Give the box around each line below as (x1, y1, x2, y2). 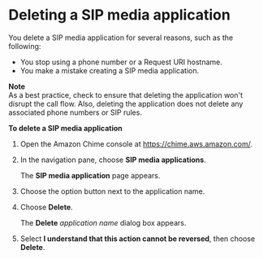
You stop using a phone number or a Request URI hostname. (19, 57, 223, 67)
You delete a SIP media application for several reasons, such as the (8, 33, 234, 42)
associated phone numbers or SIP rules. (8, 108, 142, 117)
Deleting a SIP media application (8, 6, 231, 24)
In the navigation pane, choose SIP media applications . (19, 155, 207, 165)
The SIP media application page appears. (19, 170, 161, 180)
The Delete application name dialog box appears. (19, 217, 187, 227)
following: (8, 41, 41, 50)
